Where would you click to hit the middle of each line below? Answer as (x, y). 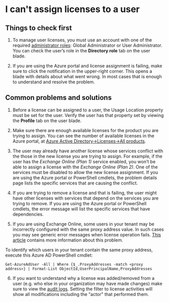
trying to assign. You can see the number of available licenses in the (83, 136)
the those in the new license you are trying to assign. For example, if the (87, 156)
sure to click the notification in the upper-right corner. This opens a (82, 71)
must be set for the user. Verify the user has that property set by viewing (88, 115)
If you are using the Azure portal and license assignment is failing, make (87, 66)
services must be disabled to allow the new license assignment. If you (85, 172)
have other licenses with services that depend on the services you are (86, 198)
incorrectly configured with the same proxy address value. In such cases (88, 229)
